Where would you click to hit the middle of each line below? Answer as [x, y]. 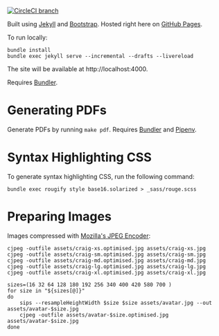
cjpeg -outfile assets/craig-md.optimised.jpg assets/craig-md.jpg [107, 260]
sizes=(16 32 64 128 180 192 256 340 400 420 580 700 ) [89, 284]
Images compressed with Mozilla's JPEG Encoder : [79, 236]
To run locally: [27, 37]
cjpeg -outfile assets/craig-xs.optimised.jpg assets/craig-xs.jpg [107, 248]
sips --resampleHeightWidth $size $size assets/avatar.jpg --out [116, 303]
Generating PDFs [57, 110]
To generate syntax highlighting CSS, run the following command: [101, 176]
